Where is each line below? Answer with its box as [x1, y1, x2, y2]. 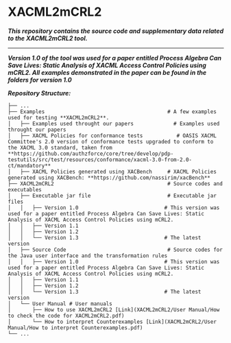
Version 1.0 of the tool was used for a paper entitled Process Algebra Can [8, 54, 222, 62]
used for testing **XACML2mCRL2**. [8, 114, 110, 121]
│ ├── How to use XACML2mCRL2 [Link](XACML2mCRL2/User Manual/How [8, 306, 220, 313]
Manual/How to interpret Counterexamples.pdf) [8, 324, 143, 331]
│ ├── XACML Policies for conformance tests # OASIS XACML [8, 132, 217, 139]
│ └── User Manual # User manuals [8, 300, 112, 307]
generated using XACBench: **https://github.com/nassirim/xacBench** [8, 174, 211, 181]
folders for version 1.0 [8, 75, 72, 84]
